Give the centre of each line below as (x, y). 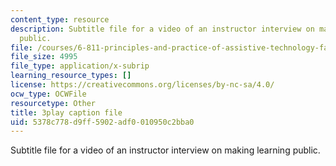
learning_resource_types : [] (71, 76)
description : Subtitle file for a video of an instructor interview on (162, 29)
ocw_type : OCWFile (48, 94)
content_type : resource (60, 19)
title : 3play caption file (66, 112)
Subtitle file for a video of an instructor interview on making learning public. (165, 150)
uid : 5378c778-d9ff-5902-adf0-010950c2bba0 (102, 122)
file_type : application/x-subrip (80, 66)
